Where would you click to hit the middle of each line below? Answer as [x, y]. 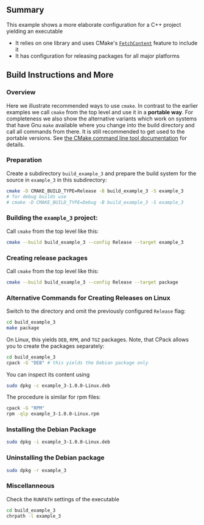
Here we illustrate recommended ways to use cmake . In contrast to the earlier [102, 105]
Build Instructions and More [60, 75]
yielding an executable [34, 31]
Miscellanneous [30, 486]
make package [23, 328]
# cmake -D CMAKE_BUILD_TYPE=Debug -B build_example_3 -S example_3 [95, 202]
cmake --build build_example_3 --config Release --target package [92, 282]
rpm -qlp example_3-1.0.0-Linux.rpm [53, 414]
